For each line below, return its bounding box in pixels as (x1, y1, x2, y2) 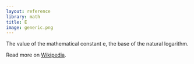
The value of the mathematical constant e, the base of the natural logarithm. (6, 40, 189, 47)
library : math (6, 14, 41, 20)
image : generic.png (6, 24, 54, 31)
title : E (6, 19, 27, 25)
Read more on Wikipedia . (6, 51, 66, 58)
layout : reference (6, 8, 51, 14)
